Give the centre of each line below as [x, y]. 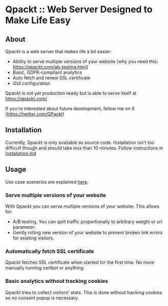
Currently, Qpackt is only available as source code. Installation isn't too [80, 142]
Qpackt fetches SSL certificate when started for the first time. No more [80, 262]
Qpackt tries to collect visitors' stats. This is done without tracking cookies [84, 292]
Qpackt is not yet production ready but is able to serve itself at [71, 93]
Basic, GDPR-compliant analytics [47, 72]
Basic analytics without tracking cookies [57, 281]
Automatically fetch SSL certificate [50, 251]
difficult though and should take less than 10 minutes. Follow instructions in [84, 148]
